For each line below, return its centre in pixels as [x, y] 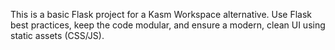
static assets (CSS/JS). [57, 35]
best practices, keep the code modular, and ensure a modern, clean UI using [168, 25]
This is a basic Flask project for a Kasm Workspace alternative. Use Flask [161, 14]
